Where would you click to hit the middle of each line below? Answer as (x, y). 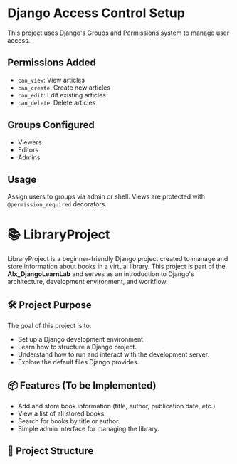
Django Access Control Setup (96, 13)
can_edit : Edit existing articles (62, 95)
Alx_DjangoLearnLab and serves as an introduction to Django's (101, 274)
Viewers (30, 142)
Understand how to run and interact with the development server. (114, 354)
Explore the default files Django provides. (78, 362)
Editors (28, 149)
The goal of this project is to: (49, 326)
